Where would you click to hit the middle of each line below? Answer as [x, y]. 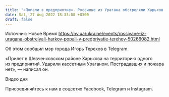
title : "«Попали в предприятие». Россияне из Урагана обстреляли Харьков [84, 10]
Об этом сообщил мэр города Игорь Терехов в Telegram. [67, 49]
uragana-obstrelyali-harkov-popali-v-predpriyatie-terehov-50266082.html [82, 39]
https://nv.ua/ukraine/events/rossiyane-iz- [102, 34]
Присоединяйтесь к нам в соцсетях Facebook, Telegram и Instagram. [79, 89]
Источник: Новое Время [31, 34]
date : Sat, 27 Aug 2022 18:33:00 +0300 [47, 15]
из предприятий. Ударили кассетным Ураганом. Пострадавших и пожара [85, 64]
